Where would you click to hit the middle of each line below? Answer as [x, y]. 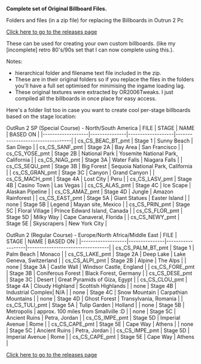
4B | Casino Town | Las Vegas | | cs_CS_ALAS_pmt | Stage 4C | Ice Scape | [99, 185]
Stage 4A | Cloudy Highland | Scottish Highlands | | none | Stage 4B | [91, 286]
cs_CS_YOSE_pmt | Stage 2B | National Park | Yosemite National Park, [92, 153]
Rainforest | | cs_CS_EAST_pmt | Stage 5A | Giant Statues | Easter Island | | [98, 198]
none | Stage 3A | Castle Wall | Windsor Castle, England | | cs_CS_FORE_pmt [100, 267]
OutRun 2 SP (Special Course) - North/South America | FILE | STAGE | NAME [100, 128]
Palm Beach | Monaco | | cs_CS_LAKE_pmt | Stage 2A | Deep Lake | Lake [96, 254]
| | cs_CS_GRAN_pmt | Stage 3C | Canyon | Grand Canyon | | [80, 172]
